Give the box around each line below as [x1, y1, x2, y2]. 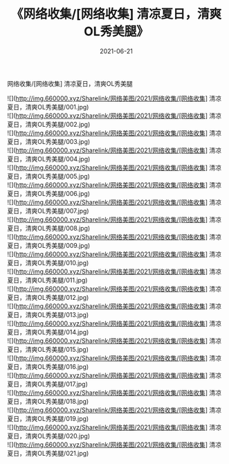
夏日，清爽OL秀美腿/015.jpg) [7, 345, 89, 353]
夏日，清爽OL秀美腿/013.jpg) [7, 310, 89, 319]
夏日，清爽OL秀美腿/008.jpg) [7, 224, 91, 232]
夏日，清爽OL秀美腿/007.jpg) [7, 206, 89, 215]
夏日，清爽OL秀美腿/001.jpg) [7, 102, 89, 111]
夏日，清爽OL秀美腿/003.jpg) [7, 137, 91, 145]
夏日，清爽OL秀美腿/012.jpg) [7, 293, 89, 301]
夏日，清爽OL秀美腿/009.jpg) [7, 241, 91, 249]
